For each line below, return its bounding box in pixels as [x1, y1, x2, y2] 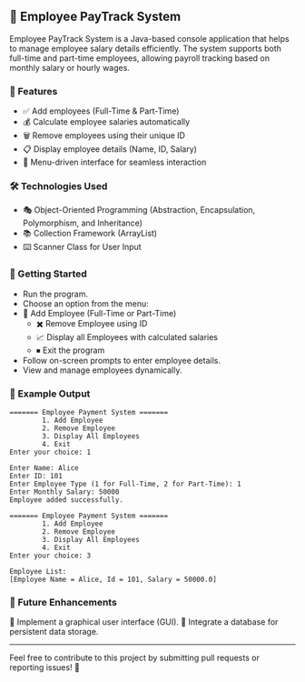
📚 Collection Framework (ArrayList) [22, 228, 157, 239]
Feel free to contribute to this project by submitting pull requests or [9, 652, 261, 664]
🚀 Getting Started [9, 267, 88, 280]
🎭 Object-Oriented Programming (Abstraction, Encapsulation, [22, 205, 256, 216]
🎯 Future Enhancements [9, 596, 118, 608]
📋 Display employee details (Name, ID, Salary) [22, 144, 198, 155]
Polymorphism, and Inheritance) [22, 217, 143, 228]
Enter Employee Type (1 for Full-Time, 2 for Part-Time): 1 [9, 479, 242, 488]
